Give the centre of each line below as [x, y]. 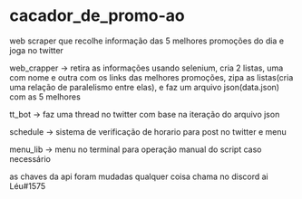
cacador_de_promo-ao [97, 16]
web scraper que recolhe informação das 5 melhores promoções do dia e [146, 41]
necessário [30, 158]
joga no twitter [36, 50]
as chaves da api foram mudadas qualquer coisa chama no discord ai [139, 176]
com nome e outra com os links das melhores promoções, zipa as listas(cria [151, 77]
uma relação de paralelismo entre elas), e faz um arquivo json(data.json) [144, 87]
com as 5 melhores [45, 97]
